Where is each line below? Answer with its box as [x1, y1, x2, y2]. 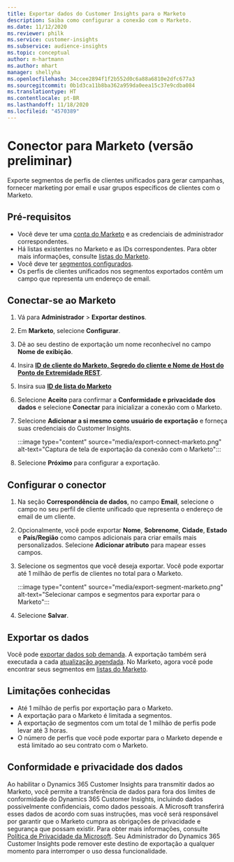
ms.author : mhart [7, 62, 58, 69]
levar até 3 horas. [17, 726, 68, 735]
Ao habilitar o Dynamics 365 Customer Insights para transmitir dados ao [7, 779, 215, 788]
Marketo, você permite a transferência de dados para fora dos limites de [7, 787, 216, 796]
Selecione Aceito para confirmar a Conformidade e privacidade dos [17, 396, 216, 404]
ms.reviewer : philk [7, 29, 64, 37]
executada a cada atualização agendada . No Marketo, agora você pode [7, 657, 213, 665]
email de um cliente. [17, 512, 75, 521]
